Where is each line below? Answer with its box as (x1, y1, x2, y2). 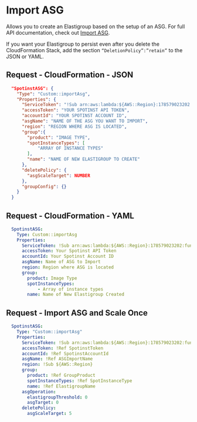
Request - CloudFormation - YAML (6, 210, 135, 220)
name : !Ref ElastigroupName (27, 383, 96, 389)
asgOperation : (21, 389, 57, 394)
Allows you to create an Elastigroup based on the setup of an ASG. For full (6, 23, 185, 30)
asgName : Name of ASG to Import (21, 259, 101, 265)
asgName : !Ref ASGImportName (21, 356, 93, 362)
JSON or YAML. (6, 53, 44, 60)
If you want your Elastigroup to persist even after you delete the (6, 40, 160, 47)
